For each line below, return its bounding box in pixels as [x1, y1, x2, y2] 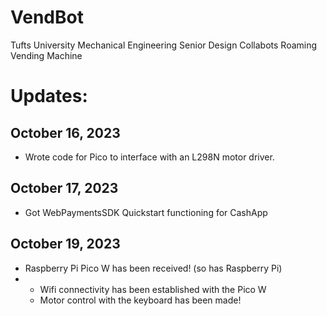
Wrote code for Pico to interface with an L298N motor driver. [24, 151, 275, 163]
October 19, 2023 [10, 236, 121, 253]
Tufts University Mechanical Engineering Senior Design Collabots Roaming [10, 39, 318, 51]
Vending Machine [10, 49, 83, 61]
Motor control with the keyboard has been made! [39, 294, 242, 306]
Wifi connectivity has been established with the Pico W [39, 283, 267, 295]
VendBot [10, 6, 84, 29]
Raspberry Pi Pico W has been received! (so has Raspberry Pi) [24, 262, 283, 274]
